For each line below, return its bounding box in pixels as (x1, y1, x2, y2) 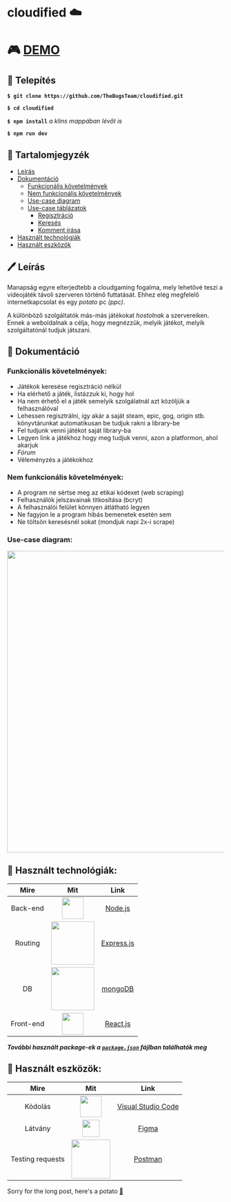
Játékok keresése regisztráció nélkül (17, 382, 122, 390)
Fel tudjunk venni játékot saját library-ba (17, 426, 132, 434)
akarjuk (17, 441, 39, 449)
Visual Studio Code (117, 1101, 179, 1111)
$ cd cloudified (7, 105, 54, 112)
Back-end (10, 903, 45, 913)
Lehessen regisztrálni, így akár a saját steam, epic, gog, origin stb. (17, 411, 205, 420)
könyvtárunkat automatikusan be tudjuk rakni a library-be (17, 419, 181, 427)
